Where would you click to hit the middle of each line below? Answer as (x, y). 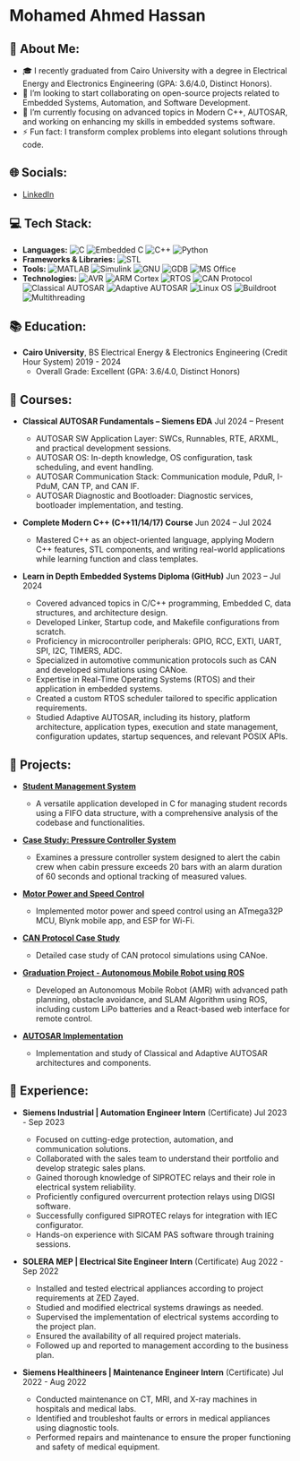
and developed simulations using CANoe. (111, 670)
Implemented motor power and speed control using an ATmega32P (159, 911)
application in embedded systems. (99, 689)
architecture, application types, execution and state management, (157, 727)
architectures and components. (93, 1063)
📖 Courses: (41, 400)
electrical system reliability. (86, 1187)
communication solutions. (83, 1148)
